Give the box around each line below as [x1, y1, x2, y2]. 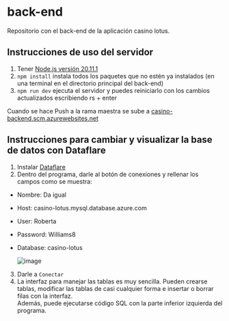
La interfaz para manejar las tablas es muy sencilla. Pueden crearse [16, 277, 208, 285]
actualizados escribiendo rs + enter [16, 94, 118, 102]
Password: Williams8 [16, 230, 77, 238]
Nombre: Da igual [16, 191, 67, 199]
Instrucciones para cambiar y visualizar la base [7, 134, 213, 145]
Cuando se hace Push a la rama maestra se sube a [7, 107, 150, 115]
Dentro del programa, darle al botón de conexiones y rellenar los [16, 170, 199, 178]
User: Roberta [16, 217, 57, 225]
